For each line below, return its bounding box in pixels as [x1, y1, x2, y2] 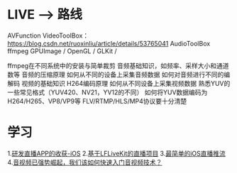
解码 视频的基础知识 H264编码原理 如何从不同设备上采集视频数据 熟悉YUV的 [7, 79, 231, 87]
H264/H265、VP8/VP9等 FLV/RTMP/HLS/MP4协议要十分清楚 [7, 96, 187, 105]
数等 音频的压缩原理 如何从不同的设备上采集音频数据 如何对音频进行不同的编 [7, 70, 231, 79]
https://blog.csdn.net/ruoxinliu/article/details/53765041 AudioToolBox [7, 39, 211, 48]
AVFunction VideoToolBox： [7, 31, 89, 40]
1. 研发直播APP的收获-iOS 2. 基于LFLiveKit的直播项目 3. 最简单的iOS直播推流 [7, 149, 226, 157]
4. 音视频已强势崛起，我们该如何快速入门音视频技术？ [7, 157, 162, 167]
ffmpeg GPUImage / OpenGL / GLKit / [7, 47, 117, 55]
